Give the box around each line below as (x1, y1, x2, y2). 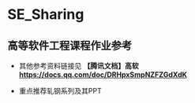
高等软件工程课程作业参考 (7, 39, 132, 52)
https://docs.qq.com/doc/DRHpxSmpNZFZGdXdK (18, 70, 187, 79)
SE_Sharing (7, 6, 84, 24)
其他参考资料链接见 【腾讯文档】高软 (18, 61, 139, 70)
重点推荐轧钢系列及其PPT (18, 86, 102, 95)
